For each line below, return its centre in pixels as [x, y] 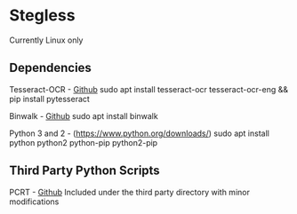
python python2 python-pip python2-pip [84, 142]
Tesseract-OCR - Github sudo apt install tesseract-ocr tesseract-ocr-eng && [149, 89]
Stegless [42, 16]
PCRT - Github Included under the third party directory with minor [130, 192]
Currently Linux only [46, 40]
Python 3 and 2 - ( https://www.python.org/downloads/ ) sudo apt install [139, 133]
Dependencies [50, 68]
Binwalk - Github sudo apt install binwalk [84, 115]
